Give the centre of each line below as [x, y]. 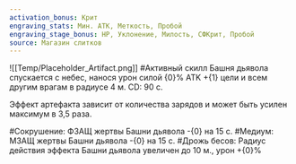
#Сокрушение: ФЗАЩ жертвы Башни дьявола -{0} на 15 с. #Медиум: [141, 132]
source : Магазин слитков [56, 43]
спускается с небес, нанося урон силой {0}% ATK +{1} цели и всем [139, 78]
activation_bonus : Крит [54, 17]
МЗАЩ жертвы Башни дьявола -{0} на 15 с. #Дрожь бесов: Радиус [138, 141]
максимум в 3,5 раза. [51, 114]
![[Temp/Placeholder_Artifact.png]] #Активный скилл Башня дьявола [139, 68]
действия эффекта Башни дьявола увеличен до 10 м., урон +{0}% [135, 151]
